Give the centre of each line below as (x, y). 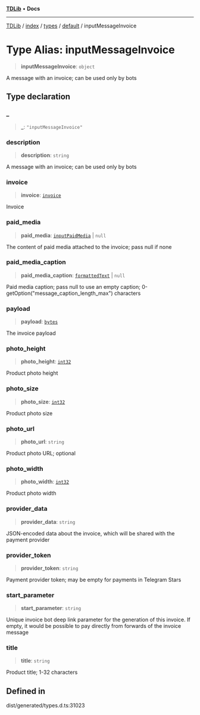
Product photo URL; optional (41, 453)
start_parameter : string (51, 608)
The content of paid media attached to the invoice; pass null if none (89, 246)
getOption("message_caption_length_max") (60, 293)
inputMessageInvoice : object (58, 66)
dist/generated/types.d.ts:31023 (46, 705)
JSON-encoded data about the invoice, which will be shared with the (90, 533)
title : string (35, 661)
